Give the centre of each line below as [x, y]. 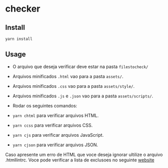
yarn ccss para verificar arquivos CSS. [52, 125]
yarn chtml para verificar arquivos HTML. [55, 115]
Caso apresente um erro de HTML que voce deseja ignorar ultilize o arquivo [84, 154]
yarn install [19, 39]
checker [23, 9]
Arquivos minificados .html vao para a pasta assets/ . [68, 76]
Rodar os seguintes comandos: [45, 105]
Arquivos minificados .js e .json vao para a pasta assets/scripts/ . [83, 96]
